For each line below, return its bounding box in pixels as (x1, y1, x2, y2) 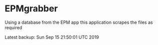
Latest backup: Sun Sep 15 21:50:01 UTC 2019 (4, 34, 99, 40)
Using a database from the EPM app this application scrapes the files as (4, 19, 153, 25)
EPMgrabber (4, 3, 58, 14)
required (4, 24, 22, 30)
